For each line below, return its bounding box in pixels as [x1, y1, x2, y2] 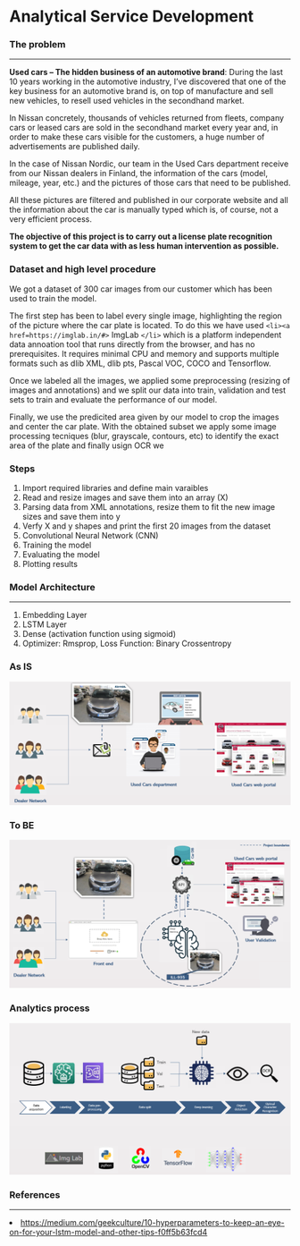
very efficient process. [9, 214, 92, 225]
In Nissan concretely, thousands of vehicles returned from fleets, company [9, 113, 284, 123]
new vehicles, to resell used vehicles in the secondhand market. [9, 96, 245, 106]
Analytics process [9, 1002, 91, 1014]
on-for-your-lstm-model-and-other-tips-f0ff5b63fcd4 [9, 1227, 208, 1238]
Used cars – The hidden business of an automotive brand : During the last [9, 67, 283, 78]
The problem [9, 38, 66, 51]
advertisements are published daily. [9, 141, 140, 152]
